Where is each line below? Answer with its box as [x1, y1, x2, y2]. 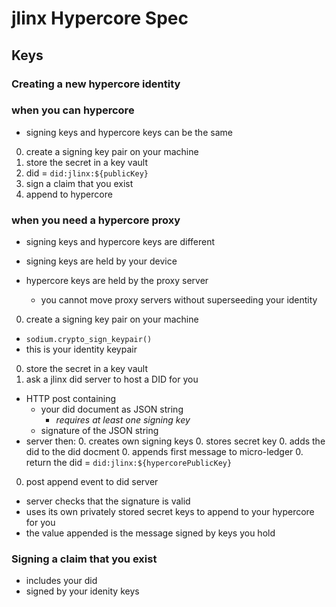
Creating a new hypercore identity [11, 77, 181, 91]
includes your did [25, 575, 98, 587]
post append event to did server [25, 476, 159, 488]
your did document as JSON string [40, 403, 184, 416]
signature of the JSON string [40, 425, 159, 437]
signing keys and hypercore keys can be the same [25, 126, 233, 138]
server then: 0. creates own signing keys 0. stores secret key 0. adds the [25, 435, 326, 447]
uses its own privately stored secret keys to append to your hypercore [25, 506, 315, 518]
